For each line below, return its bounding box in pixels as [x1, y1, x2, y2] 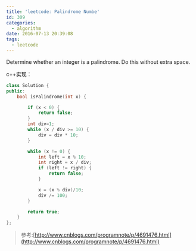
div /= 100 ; [38, 192, 68, 199]
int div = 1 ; [27, 121, 55, 127]
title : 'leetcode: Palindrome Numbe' [6, 8, 100, 15]
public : [6, 88, 26, 94]
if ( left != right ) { [38, 165, 92, 171]
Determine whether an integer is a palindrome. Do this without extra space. [6, 58, 191, 66]
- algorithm [11, 25, 42, 32]
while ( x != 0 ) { [27, 148, 70, 154]
